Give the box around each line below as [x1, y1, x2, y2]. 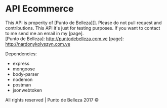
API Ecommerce [5, 3, 74, 15]
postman [12, 81, 31, 88]
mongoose [12, 66, 35, 72]
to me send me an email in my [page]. [5, 30, 84, 36]
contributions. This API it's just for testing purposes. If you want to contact [5, 25, 160, 31]
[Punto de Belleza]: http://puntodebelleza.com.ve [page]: [5, 36, 124, 42]
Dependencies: [5, 51, 37, 57]
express [12, 60, 29, 66]
